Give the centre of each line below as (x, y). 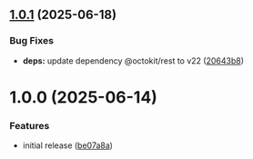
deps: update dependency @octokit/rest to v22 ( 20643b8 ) (133, 60)
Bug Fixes (32, 41)
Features (30, 125)
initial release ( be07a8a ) (68, 145)
